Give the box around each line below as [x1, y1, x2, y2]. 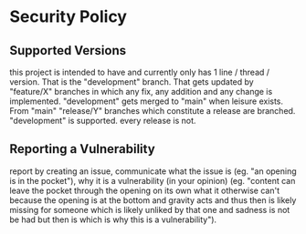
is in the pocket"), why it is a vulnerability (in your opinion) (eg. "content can [9, 175, 296, 186]
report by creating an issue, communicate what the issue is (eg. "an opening [9, 166, 297, 177]
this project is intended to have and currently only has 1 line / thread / [9, 66, 270, 77]
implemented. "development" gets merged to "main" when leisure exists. [9, 96, 284, 107]
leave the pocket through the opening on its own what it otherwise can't [9, 185, 280, 196]
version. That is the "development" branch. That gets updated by [9, 76, 254, 87]
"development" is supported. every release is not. [9, 116, 196, 126]
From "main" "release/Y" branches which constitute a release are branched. [9, 106, 296, 116]
